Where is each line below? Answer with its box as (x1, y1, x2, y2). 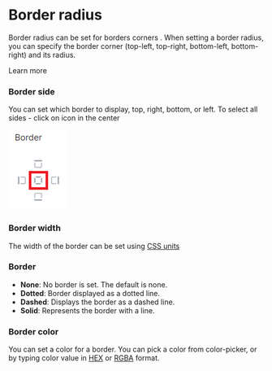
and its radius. (28, 50, 76, 59)
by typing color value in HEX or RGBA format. (8, 353, 160, 363)
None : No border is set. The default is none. (19, 279, 168, 290)
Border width (8, 222, 61, 234)
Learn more (8, 65, 47, 75)
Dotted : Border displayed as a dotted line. (19, 288, 161, 298)
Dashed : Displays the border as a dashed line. (19, 297, 175, 307)
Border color (8, 325, 59, 337)
